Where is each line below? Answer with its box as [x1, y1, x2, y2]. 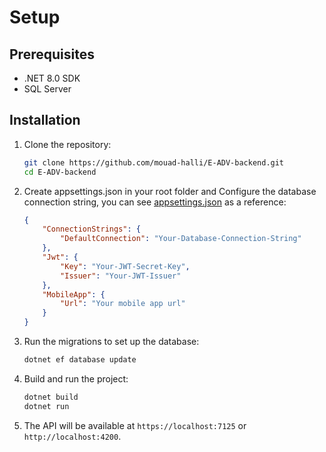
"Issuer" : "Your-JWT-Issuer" [60, 271, 182, 281]
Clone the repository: [23, 138, 112, 150]
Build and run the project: [23, 372, 129, 385]
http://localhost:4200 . [23, 430, 122, 442]
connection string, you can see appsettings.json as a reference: [23, 196, 287, 208]
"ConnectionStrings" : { [42, 224, 141, 235]
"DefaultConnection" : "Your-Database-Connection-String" [60, 234, 302, 244]
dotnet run [23, 401, 70, 411]
